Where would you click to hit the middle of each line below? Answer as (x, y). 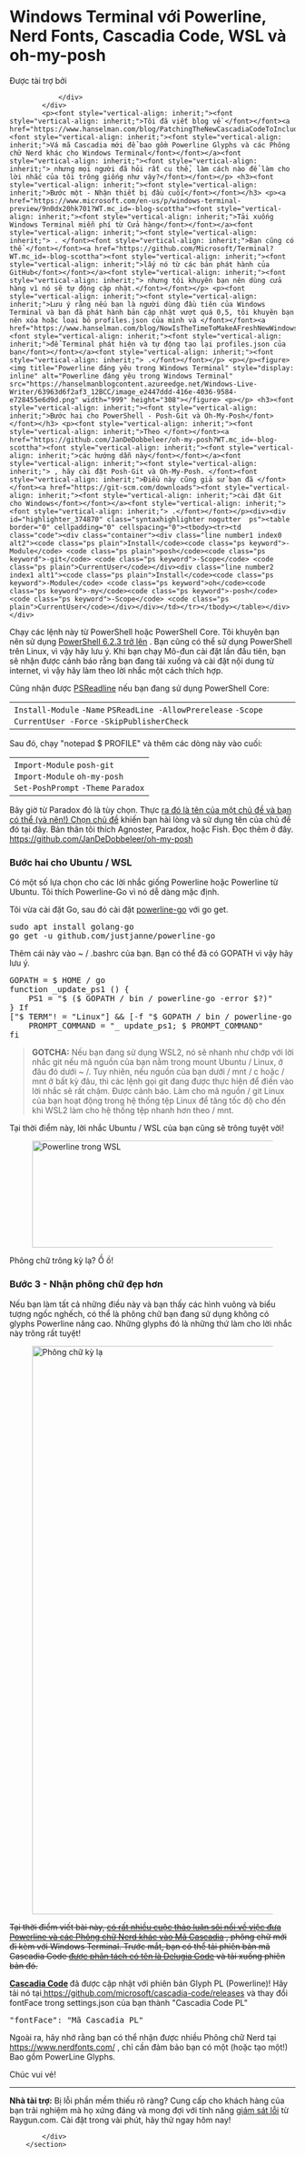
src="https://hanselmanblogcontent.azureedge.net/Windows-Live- (133, 384)
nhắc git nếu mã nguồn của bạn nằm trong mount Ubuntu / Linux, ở (157, 1062)
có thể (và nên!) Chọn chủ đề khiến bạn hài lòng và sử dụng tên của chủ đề (150, 819)
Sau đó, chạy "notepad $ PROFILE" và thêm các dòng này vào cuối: (136, 743)
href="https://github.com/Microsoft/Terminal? (184, 248)
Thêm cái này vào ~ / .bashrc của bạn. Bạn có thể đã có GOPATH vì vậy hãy (151, 954)
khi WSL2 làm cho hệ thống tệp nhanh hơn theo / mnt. (133, 1110)
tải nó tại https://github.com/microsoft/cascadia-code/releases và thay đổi (149, 1993)
